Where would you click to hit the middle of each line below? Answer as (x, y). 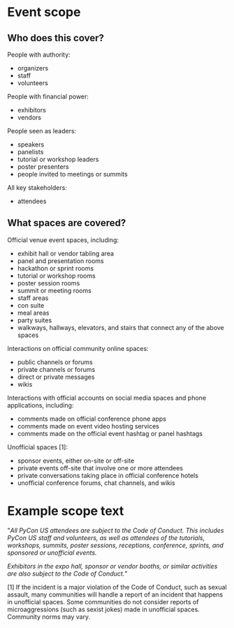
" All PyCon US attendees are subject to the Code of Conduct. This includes (116, 530)
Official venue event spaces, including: (63, 240)
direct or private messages (56, 377)
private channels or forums (56, 369)
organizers (33, 68)
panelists (30, 152)
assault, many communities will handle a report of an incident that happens (115, 595)
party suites (35, 320)
